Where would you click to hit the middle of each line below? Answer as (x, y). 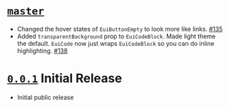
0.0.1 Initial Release (65, 78)
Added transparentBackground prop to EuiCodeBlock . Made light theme (116, 36)
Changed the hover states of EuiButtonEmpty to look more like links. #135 (120, 29)
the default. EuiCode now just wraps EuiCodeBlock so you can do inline (116, 43)
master (26, 11)
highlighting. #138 (42, 51)
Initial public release (45, 97)
